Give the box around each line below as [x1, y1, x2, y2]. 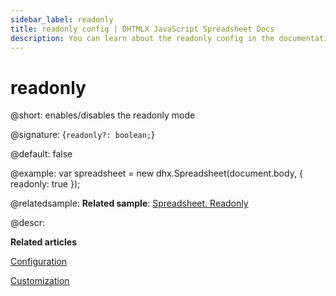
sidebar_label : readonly [10, 14, 114, 25]
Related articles [10, 236, 77, 248]
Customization [10, 275, 70, 287]
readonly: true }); [10, 178, 81, 190]
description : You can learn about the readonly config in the [10, 33, 275, 43]
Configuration [10, 256, 68, 268]
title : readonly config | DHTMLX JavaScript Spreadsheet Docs [10, 24, 275, 34]
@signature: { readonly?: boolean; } [10, 129, 156, 141]
